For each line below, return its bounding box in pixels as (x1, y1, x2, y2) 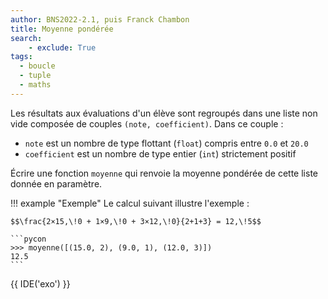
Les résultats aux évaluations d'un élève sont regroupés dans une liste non (10, 107, 318, 119)
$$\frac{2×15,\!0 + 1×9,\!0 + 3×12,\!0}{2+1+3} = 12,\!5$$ (10, 216, 262, 226)
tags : (10, 52, 33, 62)
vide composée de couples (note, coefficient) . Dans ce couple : (10, 117, 284, 130)
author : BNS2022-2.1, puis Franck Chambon (10, 14, 190, 25)
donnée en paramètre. (10, 177, 103, 190)
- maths (19, 80, 52, 90)
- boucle (19, 61, 56, 71)
